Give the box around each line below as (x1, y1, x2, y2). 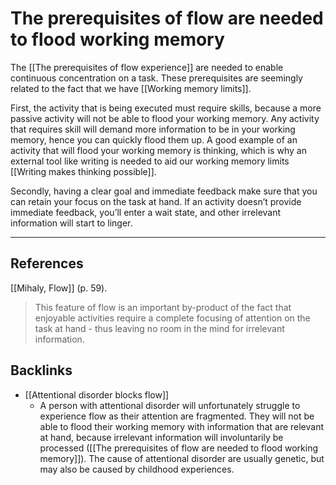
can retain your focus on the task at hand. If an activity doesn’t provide (10, 195, 302, 207)
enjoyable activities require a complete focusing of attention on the (34, 312, 311, 324)
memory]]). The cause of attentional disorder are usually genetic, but (39, 452, 325, 464)
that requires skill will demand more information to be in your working (10, 123, 296, 135)
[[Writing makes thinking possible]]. (10, 165, 157, 177)
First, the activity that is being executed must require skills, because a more (10, 102, 322, 114)
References (10, 255, 84, 272)
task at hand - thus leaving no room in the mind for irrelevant (34, 322, 285, 334)
